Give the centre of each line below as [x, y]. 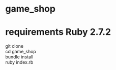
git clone [14, 46]
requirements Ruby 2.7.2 [58, 32]
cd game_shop [21, 52]
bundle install [19, 57]
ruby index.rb [19, 62]
